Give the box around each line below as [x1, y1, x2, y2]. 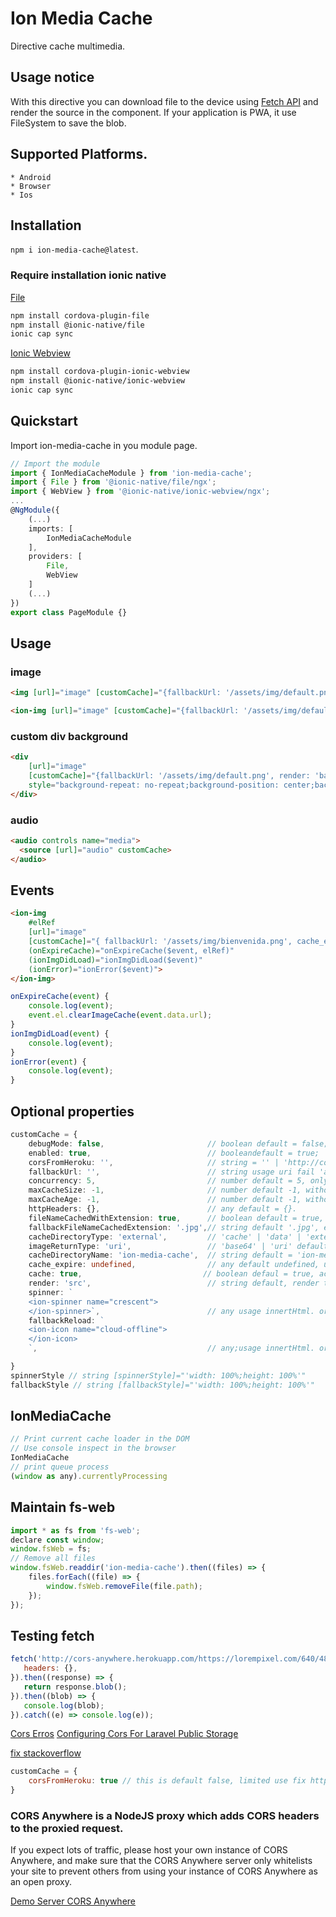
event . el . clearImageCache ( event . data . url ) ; [28, 1010, 213, 1021]
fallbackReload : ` [28, 1315, 105, 1326]
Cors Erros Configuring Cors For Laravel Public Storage [10, 1728, 239, 1740]
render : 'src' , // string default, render [28, 1278, 320, 1289]
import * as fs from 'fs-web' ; [10, 1525, 141, 1536]
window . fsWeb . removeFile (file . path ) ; [46, 1581, 203, 1591]
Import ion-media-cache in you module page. [10, 439, 198, 451]
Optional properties [10, 1103, 135, 1120]
